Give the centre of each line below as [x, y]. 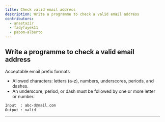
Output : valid [21, 110]
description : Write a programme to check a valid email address [72, 14]
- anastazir [22, 23]
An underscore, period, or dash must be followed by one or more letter [84, 91]
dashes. [20, 86]
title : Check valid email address [41, 10]
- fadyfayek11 [24, 28]
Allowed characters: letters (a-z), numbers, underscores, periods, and [83, 81]
